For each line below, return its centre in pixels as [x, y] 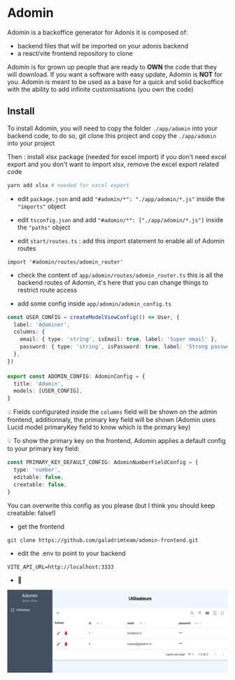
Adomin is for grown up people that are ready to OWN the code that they [112, 67]
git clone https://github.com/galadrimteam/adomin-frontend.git [103, 540]
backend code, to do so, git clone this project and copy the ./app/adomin [112, 135]
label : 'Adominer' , [42, 325]
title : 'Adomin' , [39, 383]
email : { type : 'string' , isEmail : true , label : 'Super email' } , [119, 339]
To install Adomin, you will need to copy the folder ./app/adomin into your [113, 128]
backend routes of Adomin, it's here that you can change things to [113, 283]
